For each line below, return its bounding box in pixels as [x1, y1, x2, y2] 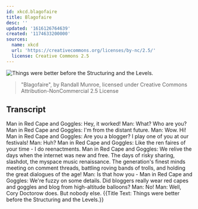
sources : [6, 36, 28, 42]
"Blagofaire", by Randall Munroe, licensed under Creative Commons [20, 81, 188, 88]
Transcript [6, 105, 46, 115]
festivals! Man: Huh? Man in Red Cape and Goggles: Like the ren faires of [6, 139, 186, 146]
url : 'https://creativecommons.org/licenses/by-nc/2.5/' [11, 48, 156, 54]
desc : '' [6, 20, 28, 26]
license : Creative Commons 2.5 [11, 53, 89, 59]
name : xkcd [11, 42, 39, 48]
